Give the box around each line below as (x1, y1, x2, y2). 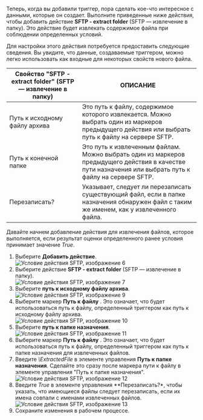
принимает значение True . (6, 241, 75, 248)
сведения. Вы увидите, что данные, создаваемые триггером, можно (6, 49, 184, 56)
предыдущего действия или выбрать (82, 125, 191, 134)
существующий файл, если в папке (82, 190, 185, 198)
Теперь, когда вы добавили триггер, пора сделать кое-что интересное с (6, 5, 195, 12)
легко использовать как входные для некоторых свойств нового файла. (6, 56, 193, 62)
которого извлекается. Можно (82, 110, 172, 118)
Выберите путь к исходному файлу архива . (14, 285, 130, 292)
